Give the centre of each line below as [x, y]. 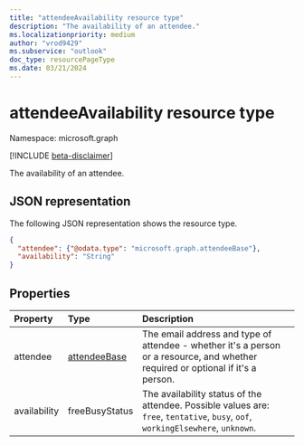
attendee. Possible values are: [205, 405]
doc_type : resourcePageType [62, 60]
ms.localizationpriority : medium [72, 34]
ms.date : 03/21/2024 [48, 69]
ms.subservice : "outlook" [58, 52]
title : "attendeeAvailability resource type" [96, 18]
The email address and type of [207, 334]
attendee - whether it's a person [211, 345]
